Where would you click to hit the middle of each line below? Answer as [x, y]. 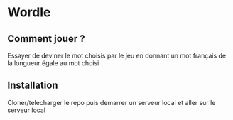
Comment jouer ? [46, 39]
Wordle [29, 12]
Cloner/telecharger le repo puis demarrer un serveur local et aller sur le [112, 102]
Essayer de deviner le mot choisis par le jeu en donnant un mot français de [116, 55]
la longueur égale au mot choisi [53, 63]
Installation [33, 86]
